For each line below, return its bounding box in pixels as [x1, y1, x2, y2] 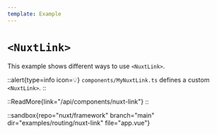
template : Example [7, 10, 61, 18]
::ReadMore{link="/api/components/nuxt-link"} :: [7, 97, 149, 106]
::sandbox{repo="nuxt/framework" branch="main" [7, 111, 155, 119]
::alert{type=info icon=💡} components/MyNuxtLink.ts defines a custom [7, 75, 210, 84]
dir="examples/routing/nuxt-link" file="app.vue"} [7, 118, 151, 127]
